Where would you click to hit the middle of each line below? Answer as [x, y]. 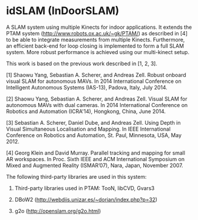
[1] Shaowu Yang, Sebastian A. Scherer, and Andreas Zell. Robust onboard [96, 75]
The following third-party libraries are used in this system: [77, 176]
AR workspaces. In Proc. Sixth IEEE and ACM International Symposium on [95, 159]
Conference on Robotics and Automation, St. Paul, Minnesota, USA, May [94, 135]
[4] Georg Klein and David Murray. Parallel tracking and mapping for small [96, 153]
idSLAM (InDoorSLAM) [63, 11]
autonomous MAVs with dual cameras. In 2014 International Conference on [97, 105]
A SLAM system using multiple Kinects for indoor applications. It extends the [99, 27]
